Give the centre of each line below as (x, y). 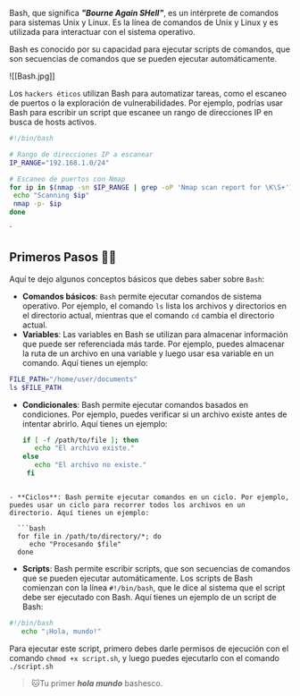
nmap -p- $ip (37, 204)
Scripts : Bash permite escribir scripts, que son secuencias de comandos (156, 568)
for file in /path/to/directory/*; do (90, 536)
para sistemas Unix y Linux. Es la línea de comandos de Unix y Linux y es (144, 22)
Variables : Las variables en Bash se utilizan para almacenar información (155, 334)
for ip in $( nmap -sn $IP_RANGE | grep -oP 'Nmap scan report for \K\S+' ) (151, 187)
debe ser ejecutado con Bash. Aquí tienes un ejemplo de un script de (149, 597)
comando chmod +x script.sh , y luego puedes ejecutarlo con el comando (144, 658)
